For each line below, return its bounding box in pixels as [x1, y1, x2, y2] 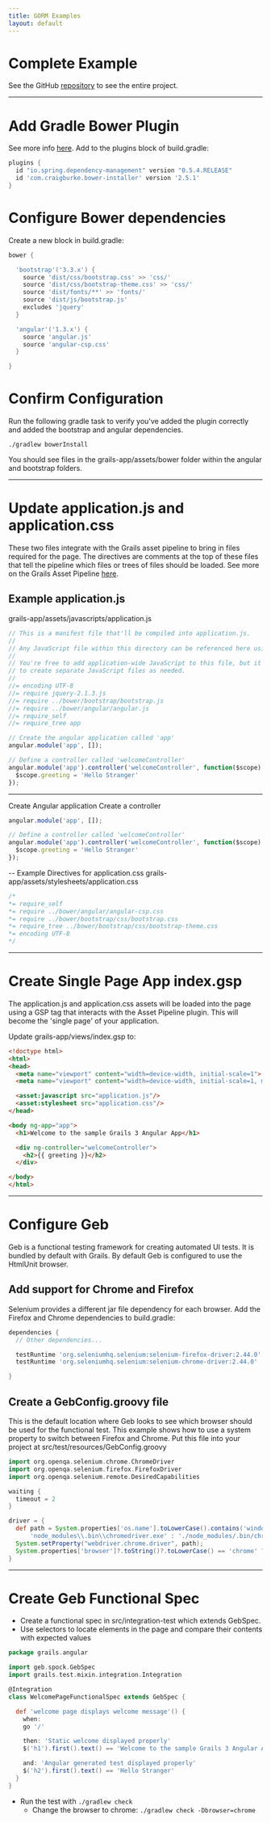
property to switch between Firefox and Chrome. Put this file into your [8, 1434, 240, 1443]
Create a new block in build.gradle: [8, 235, 125, 245]
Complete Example [8, 54, 138, 73]
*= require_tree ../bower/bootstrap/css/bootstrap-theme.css [8, 922, 219, 930]
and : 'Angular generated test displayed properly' [23, 1759, 197, 1767]
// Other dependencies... [15, 1336, 103, 1344]
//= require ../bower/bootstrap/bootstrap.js [8, 696, 164, 705]
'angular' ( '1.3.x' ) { [15, 325, 89, 334]
